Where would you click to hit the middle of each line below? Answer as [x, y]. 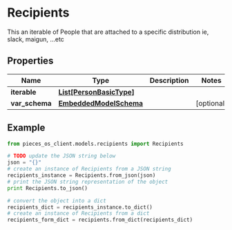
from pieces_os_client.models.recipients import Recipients [96, 144]
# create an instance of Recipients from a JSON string [89, 169]
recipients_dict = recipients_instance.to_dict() [80, 207]
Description [169, 80]
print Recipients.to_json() [48, 188]
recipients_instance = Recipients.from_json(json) [81, 175]
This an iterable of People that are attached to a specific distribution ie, [108, 32]
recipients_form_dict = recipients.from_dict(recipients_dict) [100, 220]
